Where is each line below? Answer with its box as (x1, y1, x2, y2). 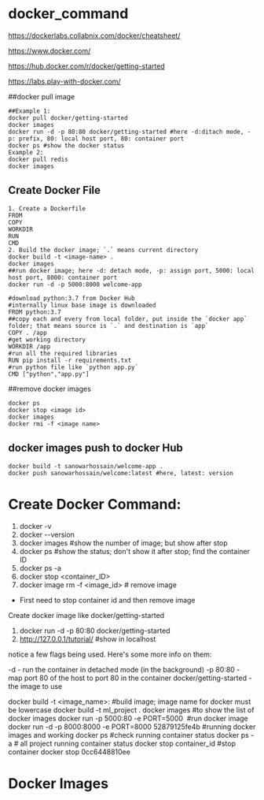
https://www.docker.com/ (8, 46, 91, 55)
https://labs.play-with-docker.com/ (8, 76, 121, 86)
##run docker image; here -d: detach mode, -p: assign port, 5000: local (8, 266, 255, 274)
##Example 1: (8, 107, 51, 115)
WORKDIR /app (8, 342, 51, 351)
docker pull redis (8, 155, 68, 163)
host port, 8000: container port (8, 273, 118, 281)
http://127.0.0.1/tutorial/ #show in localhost (19, 634, 156, 643)
